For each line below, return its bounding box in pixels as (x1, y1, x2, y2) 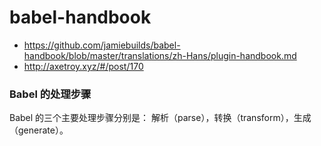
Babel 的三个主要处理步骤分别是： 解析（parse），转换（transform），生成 (9, 112, 312, 124)
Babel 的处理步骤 (9, 87, 92, 101)
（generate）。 (9, 124, 69, 136)
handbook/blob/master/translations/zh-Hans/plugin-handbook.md (23, 49, 297, 61)
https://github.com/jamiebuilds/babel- (23, 39, 181, 51)
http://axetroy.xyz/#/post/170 (23, 60, 144, 72)
